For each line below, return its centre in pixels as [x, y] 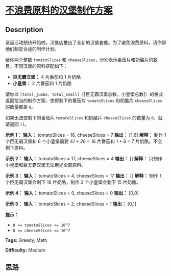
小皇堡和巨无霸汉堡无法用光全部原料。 [45, 165]
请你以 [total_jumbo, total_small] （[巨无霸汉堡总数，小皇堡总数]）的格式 [84, 94]
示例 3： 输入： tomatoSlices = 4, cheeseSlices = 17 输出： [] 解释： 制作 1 [83, 176]
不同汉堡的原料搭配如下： [41, 66]
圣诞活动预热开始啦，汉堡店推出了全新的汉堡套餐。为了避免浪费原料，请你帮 [86, 42]
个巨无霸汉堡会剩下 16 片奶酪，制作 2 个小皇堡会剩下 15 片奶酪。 [73, 182]
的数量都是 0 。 [21, 107]
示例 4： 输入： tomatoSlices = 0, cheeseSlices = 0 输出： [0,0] [72, 193]
